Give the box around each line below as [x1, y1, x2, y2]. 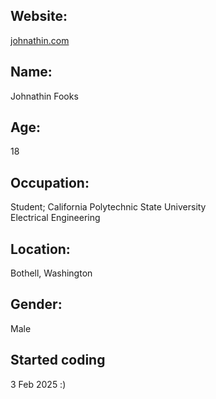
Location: [10, 240, 71, 258]
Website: [10, 8, 68, 25]
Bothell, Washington [10, 267, 93, 279]
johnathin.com [10, 34, 70, 46]
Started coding [10, 352, 106, 369]
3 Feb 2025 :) [10, 378, 67, 390]
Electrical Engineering [10, 212, 101, 224]
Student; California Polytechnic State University [10, 201, 207, 213]
